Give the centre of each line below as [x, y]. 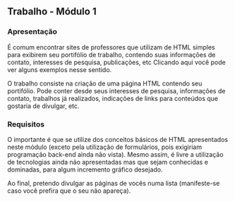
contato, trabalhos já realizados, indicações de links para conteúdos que [113, 98]
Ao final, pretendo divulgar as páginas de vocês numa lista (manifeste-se [114, 183]
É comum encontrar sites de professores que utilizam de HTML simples [111, 47]
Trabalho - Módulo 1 [52, 12]
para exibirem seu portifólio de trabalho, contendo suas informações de [112, 54]
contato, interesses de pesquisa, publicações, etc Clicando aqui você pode [116, 62]
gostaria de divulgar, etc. [43, 106]
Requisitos [26, 124]
